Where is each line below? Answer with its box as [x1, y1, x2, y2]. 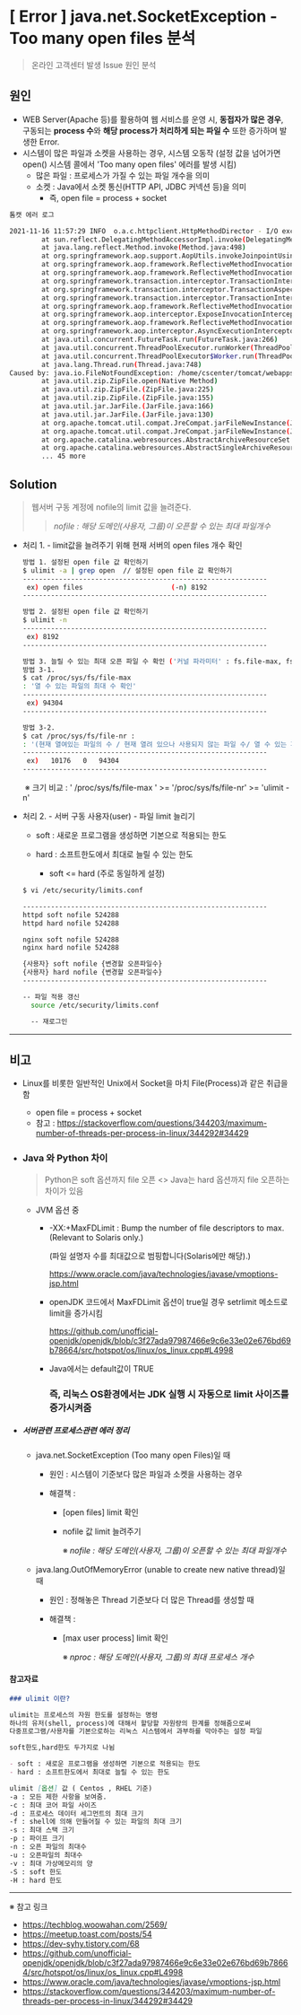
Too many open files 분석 [9, 29, 196, 48]
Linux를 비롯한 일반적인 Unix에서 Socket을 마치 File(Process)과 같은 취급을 [21, 1078, 288, 1089]
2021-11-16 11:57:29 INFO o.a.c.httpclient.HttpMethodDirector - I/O [9, 226, 279, 235]
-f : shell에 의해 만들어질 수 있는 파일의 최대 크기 [9, 1818, 182, 1827]
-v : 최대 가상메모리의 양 [9, 1859, 93, 1868]
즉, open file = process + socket [48, 192, 168, 203]
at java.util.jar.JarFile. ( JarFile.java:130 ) [41, 410, 215, 419]
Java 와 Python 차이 [21, 1152, 108, 1164]
